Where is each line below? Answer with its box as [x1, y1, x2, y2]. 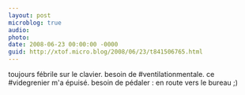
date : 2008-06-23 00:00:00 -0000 [8, 41, 119, 49]
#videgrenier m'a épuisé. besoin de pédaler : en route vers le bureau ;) [8, 78, 239, 87]
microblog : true [8, 19, 62, 27]
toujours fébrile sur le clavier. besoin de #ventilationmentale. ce [8, 70, 215, 79]
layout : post [8, 11, 51, 20]
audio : [8, 26, 30, 34]
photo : [8, 33, 30, 42]
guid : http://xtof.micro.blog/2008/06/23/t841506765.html [8, 48, 203, 56]
